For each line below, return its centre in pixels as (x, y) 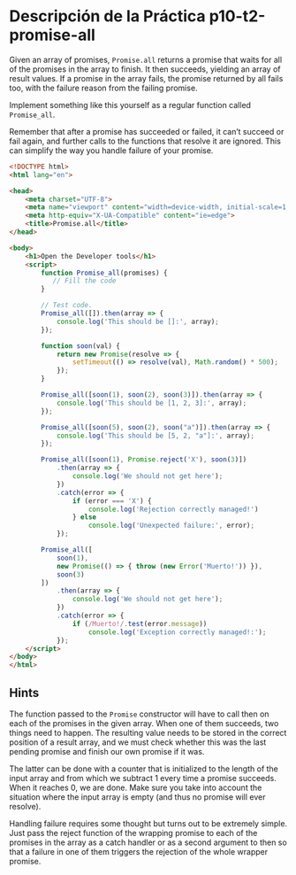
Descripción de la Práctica (107, 16)
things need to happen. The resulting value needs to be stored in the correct (148, 733)
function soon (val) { (81, 346)
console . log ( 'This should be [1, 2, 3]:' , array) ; (152, 403)
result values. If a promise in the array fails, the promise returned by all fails (146, 78)
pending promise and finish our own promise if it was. (107, 751)
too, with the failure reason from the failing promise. (103, 88)
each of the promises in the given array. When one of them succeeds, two (144, 723)
